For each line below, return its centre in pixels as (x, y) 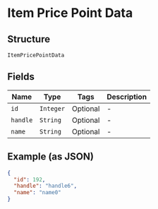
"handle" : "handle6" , (45, 186)
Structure (29, 39)
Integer (53, 108)
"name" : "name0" (37, 193)
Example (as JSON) (50, 157)
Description (127, 97)
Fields (21, 77)
